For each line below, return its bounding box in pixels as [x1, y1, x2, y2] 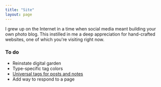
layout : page [5, 12, 32, 17]
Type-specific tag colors [12, 65, 63, 71]
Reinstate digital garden [12, 60, 61, 66]
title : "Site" [5, 7, 35, 12]
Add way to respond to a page [12, 76, 75, 82]
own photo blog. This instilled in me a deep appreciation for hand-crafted [5, 31, 156, 37]
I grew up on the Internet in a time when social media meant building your [5, 25, 156, 31]
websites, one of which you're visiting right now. [5, 36, 105, 42]
